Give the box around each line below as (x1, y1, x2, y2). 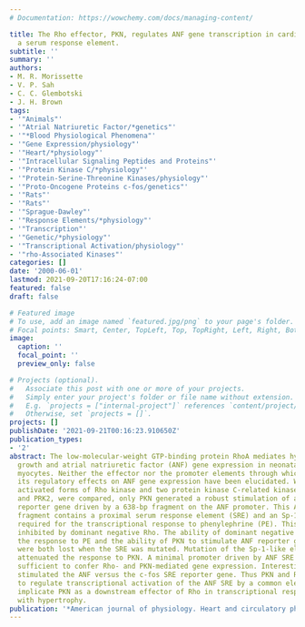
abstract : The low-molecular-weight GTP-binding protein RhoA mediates (9, 451, 286, 460)
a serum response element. (17, 38, 120, 47)
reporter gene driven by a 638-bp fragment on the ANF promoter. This (17, 502, 290, 511)
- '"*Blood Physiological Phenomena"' (9, 131, 156, 141)
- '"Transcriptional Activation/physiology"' (9, 241, 184, 250)
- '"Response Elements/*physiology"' (9, 216, 152, 225)
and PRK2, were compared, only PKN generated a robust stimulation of (17, 494, 290, 503)
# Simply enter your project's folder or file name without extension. (9, 392, 295, 401)
